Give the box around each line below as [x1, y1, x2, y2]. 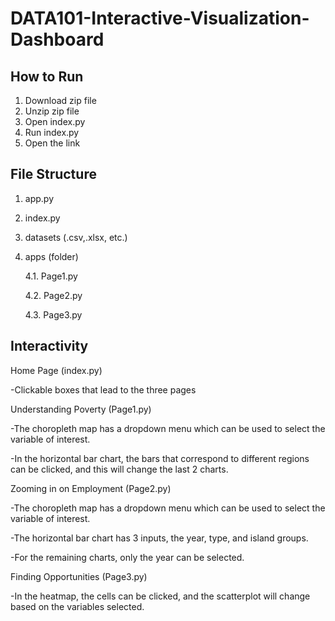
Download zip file [24, 95, 97, 106]
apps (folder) [24, 250, 79, 262]
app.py [24, 192, 55, 204]
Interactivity [10, 338, 89, 355]
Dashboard [10, 28, 105, 51]
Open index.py [24, 116, 86, 127]
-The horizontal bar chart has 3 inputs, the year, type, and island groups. [10, 532, 309, 544]
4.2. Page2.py [24, 289, 83, 301]
